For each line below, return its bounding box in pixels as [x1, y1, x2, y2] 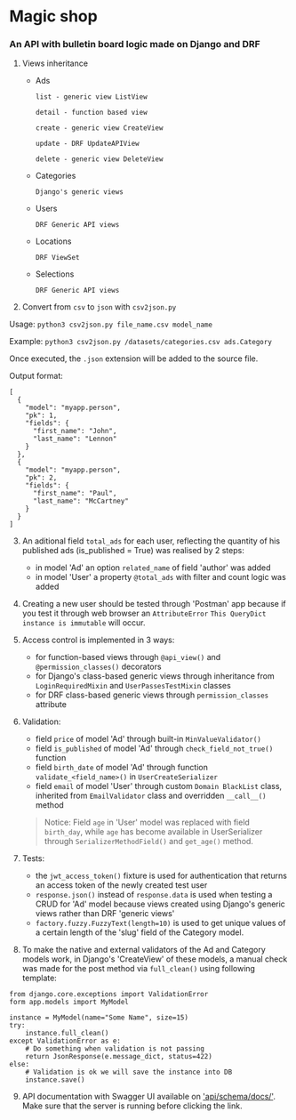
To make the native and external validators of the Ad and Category [21, 945, 267, 955]
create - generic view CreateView [35, 124, 164, 133]
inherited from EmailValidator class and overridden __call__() [35, 790, 267, 802]
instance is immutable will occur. [21, 617, 146, 628]
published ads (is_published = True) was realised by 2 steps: [21, 545, 244, 556]
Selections [35, 269, 75, 279]
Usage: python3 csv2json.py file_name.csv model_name [9, 318, 213, 330]
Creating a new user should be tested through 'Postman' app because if [21, 599, 286, 609]
